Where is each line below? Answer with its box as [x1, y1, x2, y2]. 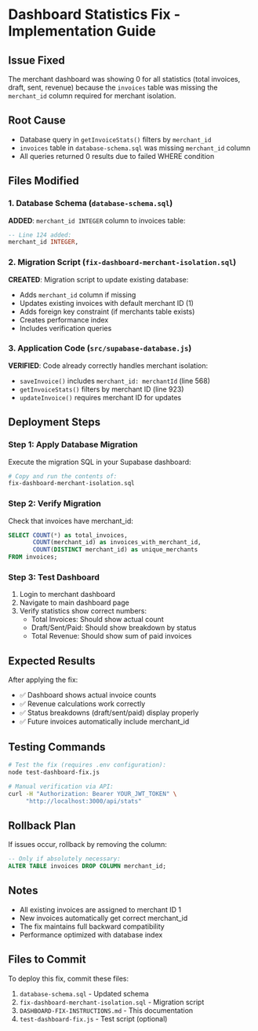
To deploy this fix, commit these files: [8, 974, 129, 983]
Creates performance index [19, 315, 109, 324]
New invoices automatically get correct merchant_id [19, 913, 188, 922]
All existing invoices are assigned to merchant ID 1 [19, 904, 182, 914]
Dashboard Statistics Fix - [8, 6, 181, 24]
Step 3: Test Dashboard [8, 572, 100, 583]
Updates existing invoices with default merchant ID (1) [19, 298, 194, 307]
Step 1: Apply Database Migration [8, 439, 139, 450]
